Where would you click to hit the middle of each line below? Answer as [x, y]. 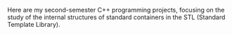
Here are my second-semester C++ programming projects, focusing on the [116, 10]
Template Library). [34, 24]
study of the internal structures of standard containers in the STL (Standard [116, 17]
